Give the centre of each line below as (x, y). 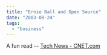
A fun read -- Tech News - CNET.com (53, 46)
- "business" (28, 29)
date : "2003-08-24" (31, 18)
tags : (13, 23)
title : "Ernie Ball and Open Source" (54, 12)
